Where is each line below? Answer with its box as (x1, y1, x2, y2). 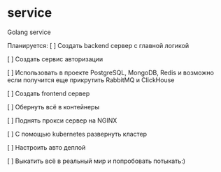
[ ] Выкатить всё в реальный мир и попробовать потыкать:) (7, 157, 186, 165)
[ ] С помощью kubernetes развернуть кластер (7, 130, 148, 138)
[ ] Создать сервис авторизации (7, 54, 104, 63)
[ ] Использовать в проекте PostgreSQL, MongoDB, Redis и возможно (7, 68, 215, 77)
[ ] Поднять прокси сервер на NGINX (7, 116, 117, 125)
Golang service (7, 28, 51, 36)
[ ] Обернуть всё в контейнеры (7, 102, 100, 111)
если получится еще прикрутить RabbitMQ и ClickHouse (7, 75, 175, 84)
